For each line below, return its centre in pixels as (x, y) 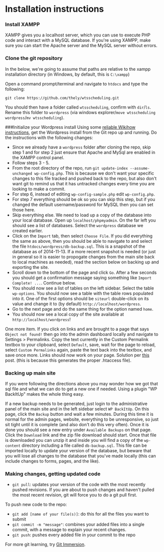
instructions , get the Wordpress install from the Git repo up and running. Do (81, 132)
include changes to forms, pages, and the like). (53, 461)
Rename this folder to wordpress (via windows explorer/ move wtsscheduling (80, 112)
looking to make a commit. (39, 189)
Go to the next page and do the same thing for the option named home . (82, 309)
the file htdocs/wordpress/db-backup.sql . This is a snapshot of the (79, 246)
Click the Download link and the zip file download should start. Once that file (81, 435)
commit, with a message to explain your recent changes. (69, 530)
